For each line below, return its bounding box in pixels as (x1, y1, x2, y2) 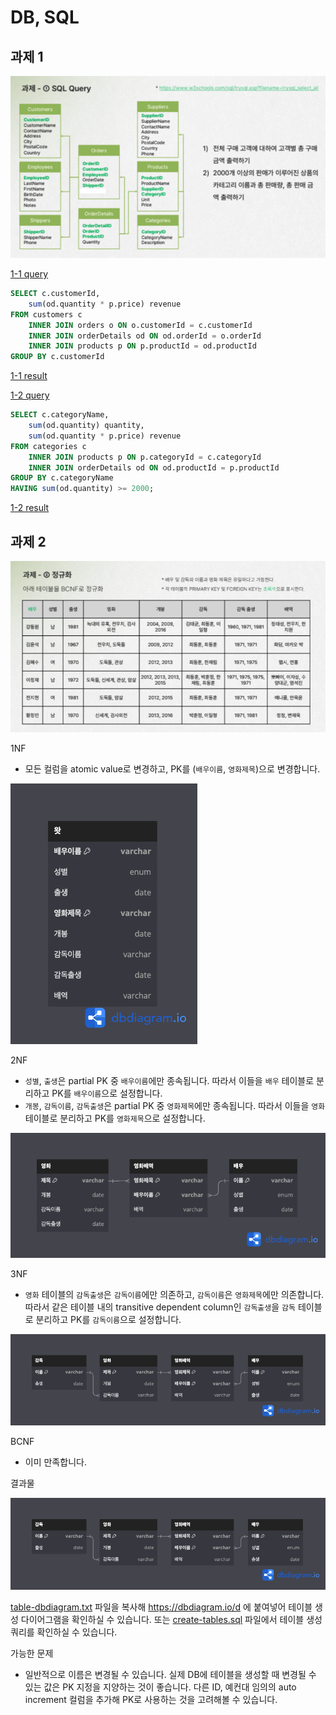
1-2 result (10, 502, 50, 514)
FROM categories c (10, 441, 87, 451)
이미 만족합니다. (24, 1456, 87, 1468)
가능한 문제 (10, 1647, 54, 1660)
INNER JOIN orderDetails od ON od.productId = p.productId (28, 462, 280, 473)
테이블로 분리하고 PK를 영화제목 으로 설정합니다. (24, 1112, 206, 1125)
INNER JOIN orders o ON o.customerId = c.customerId (28, 320, 253, 330)
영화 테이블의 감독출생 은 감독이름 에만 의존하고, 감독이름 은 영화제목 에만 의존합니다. (24, 1288, 325, 1300)
